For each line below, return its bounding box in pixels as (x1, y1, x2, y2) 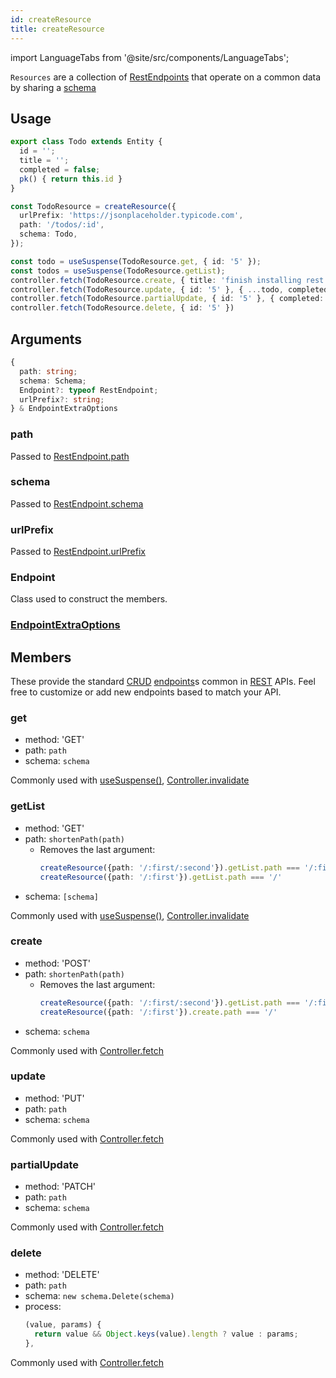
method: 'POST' (24, 957, 92, 969)
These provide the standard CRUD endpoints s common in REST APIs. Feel (10, 676, 316, 688)
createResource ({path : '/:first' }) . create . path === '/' (39, 1007, 278, 1017)
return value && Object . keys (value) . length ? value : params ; (34, 1329, 299, 1340)
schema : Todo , (19, 229, 78, 240)
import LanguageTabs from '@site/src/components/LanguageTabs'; (10, 51, 290, 63)
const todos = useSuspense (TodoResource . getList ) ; (10, 266, 226, 276)
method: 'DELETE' (24, 1269, 100, 1281)
